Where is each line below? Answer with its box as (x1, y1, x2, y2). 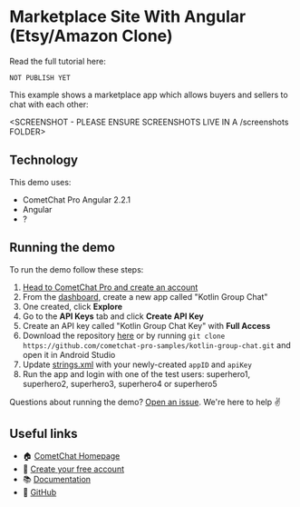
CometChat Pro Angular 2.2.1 (22, 194, 131, 205)
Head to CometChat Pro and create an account (22, 282, 198, 293)
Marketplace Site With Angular (9, 6, 247, 27)
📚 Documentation (22, 474, 92, 485)
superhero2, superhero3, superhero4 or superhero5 (22, 378, 218, 389)
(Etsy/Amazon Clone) (9, 25, 173, 46)
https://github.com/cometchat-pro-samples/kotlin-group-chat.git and (22, 339, 292, 351)
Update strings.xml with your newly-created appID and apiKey (22, 359, 252, 370)
